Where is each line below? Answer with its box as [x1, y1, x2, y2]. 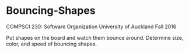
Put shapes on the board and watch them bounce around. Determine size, [6, 34, 184, 41]
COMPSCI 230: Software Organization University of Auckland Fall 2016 [6, 23, 177, 30]
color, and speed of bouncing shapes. [6, 40, 97, 47]
